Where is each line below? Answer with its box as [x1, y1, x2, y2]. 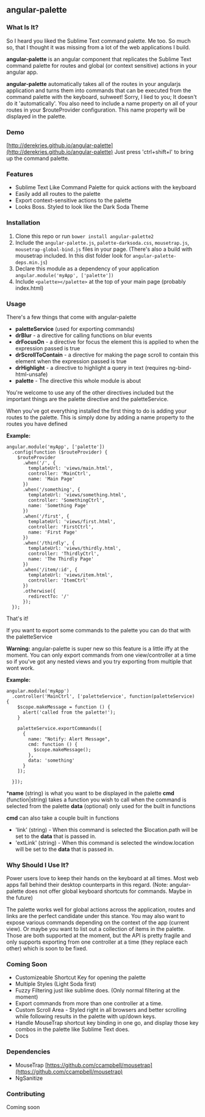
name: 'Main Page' [28, 475, 75, 482]
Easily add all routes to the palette [15, 190, 101, 198]
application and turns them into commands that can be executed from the [6, 87, 192, 94]
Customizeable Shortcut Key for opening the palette [15, 974, 146, 981]
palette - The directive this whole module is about [15, 377, 142, 384]
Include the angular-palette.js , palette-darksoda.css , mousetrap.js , [15, 239, 190, 246]
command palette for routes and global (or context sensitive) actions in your [6, 62, 197, 69]
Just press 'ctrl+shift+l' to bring [114, 148, 194, 155]
